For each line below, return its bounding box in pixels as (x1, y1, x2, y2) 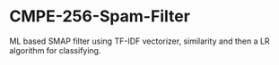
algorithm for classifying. (9, 45, 101, 55)
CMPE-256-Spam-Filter (9, 6, 191, 27)
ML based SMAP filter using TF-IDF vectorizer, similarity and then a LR (9, 36, 271, 46)
